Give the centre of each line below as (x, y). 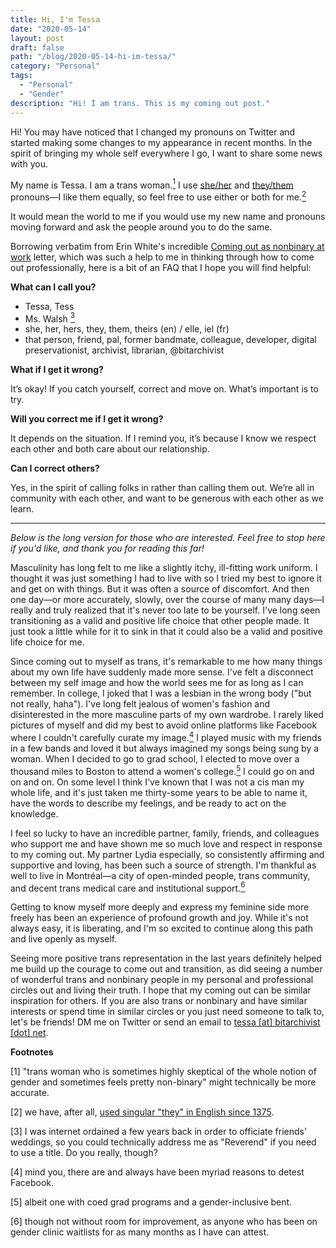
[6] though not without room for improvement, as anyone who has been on (164, 1222)
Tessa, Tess (49, 306)
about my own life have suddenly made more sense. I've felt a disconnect (162, 672)
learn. (22, 509)
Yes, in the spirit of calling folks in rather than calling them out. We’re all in (162, 488)
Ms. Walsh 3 (49, 318)
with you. (29, 163)
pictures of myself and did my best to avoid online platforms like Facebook (164, 725)
